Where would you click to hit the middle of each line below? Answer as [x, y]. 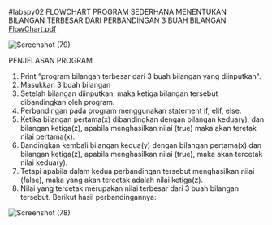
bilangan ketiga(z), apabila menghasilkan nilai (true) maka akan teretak [138, 128]
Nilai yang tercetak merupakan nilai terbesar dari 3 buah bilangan [130, 188]
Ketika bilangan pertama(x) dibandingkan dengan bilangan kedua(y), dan [142, 119]
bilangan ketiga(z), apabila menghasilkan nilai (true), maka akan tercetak [141, 154]
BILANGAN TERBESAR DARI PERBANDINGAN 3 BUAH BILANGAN [117, 20]
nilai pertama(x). [47, 136]
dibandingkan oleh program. [67, 102]
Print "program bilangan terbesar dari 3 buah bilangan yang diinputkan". [140, 76]
